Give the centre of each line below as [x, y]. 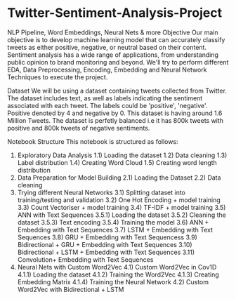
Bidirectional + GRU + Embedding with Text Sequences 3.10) [105, 244]
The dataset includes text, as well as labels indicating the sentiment [105, 98]
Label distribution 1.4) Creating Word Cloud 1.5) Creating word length [117, 162]
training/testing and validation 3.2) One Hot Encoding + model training [119, 200]
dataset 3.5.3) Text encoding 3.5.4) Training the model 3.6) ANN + [113, 222]
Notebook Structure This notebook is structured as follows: [93, 141]
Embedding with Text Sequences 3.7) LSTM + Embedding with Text [115, 230]
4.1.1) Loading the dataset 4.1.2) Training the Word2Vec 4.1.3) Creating [118, 274]
